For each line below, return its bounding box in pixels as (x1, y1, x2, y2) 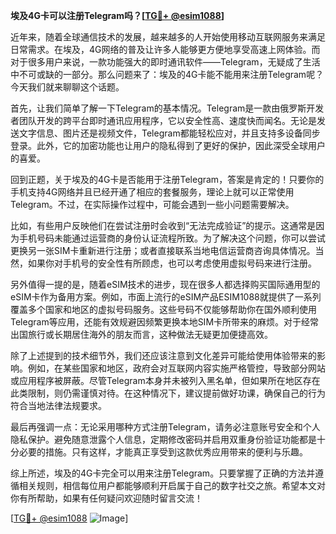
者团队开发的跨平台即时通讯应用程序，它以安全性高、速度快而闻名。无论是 (10, 115, 317, 126)
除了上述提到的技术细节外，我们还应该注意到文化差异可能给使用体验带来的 (10, 350, 317, 361)
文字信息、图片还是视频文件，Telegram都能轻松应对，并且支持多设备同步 (18, 127, 321, 139)
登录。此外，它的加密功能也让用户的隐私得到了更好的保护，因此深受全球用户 (10, 140, 326, 151)
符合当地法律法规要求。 (10, 400, 107, 411)
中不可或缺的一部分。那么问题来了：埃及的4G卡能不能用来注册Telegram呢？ (10, 69, 325, 80)
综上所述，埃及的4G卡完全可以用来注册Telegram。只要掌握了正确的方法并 (10, 467, 316, 479)
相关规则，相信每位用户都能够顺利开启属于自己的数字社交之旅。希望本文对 (18, 480, 326, 491)
